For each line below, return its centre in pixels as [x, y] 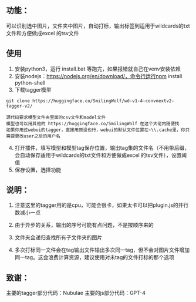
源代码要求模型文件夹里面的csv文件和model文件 [56, 117]
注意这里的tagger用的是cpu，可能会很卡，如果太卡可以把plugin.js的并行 [102, 205]
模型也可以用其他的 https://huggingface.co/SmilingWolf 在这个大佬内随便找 [93, 123]
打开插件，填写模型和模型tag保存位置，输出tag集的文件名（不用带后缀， [102, 147]
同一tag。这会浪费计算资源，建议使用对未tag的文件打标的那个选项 [94, 257]
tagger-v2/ [19, 106]
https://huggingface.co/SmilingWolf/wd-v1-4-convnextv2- [103, 101]
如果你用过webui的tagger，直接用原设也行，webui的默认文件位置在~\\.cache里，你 [96, 130]
